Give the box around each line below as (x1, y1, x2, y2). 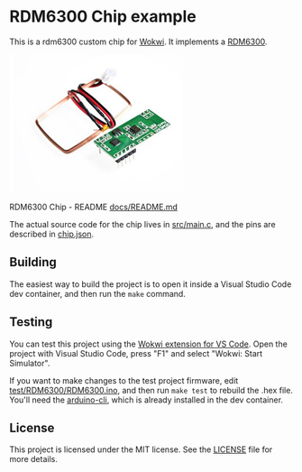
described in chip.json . (9, 228, 95, 239)
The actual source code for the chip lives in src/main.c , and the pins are (9, 218, 277, 229)
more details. (9, 454, 59, 465)
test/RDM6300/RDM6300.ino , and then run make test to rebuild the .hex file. (9, 384, 293, 395)
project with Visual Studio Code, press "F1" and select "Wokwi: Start (9, 347, 263, 358)
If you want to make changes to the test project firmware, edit (9, 375, 239, 385)
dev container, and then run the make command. (9, 288, 187, 299)
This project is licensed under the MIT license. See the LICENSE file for (9, 444, 273, 455)
